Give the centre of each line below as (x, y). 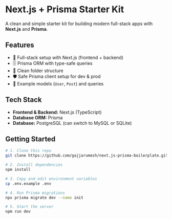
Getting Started (30, 139)
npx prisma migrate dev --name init (44, 198)
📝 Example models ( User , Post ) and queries (58, 83)
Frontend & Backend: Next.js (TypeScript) (57, 112)
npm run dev (18, 212)
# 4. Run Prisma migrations (35, 193)
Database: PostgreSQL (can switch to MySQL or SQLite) (72, 123)
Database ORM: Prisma (38, 117)
